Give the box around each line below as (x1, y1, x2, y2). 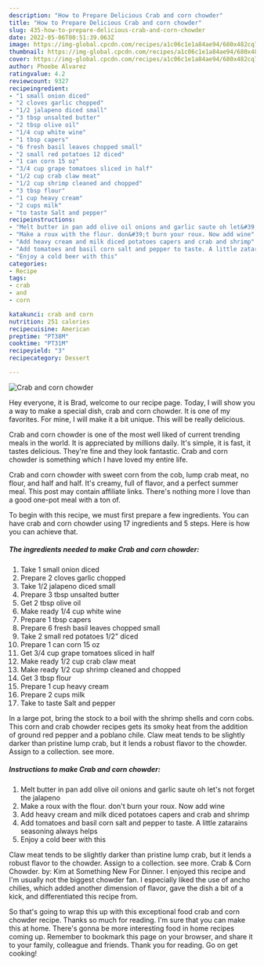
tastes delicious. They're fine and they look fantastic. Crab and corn (9, 446, 228, 456)
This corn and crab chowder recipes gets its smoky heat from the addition (9, 722, 248, 731)
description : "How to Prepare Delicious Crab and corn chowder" (9, 11, 223, 20)
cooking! (9, 948, 38, 958)
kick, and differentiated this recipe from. (9, 891, 139, 901)
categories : (9, 260, 48, 268)
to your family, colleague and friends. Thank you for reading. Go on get (9, 940, 238, 950)
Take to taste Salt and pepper (20, 698, 116, 708)
